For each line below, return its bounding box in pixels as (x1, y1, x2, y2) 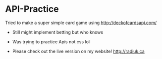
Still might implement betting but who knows (12, 29, 103, 35)
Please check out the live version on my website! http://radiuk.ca (12, 48, 145, 54)
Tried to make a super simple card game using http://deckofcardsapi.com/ (5, 20, 157, 26)
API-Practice (5, 3, 59, 15)
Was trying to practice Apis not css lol (12, 38, 90, 45)
